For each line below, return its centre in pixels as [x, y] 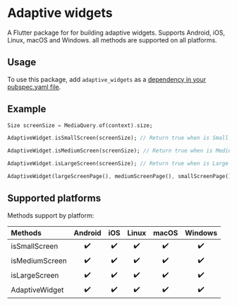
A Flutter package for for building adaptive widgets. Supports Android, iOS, [116, 33]
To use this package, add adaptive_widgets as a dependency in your [107, 79]
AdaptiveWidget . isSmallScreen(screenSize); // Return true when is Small [118, 138]
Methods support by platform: [51, 215]
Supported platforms [54, 198]
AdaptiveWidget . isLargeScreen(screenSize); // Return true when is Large [118, 164]
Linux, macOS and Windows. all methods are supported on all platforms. [112, 40]
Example [27, 109]
